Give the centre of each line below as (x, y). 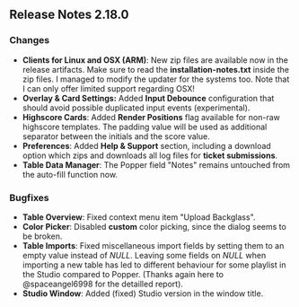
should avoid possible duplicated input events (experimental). (136, 108)
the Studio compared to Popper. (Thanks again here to (123, 274)
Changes (30, 40)
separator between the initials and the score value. (116, 136)
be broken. (42, 236)
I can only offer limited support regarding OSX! (109, 88)
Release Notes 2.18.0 (69, 15)
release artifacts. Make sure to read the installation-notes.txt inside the (156, 69)
